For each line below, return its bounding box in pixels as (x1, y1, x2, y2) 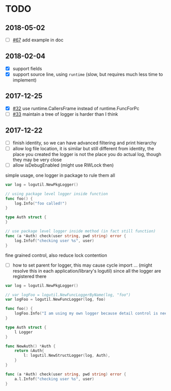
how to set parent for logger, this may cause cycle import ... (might (12, 262, 153, 268)
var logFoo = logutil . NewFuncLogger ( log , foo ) (5, 297, 106, 302)
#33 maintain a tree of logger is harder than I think (12, 111, 118, 117)
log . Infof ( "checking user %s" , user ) (14, 238, 95, 243)
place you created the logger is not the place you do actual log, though (12, 151, 162, 157)
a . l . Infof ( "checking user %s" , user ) (14, 376, 95, 381)
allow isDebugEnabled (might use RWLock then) (12, 162, 114, 168)
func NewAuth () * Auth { (5, 344, 56, 349)
